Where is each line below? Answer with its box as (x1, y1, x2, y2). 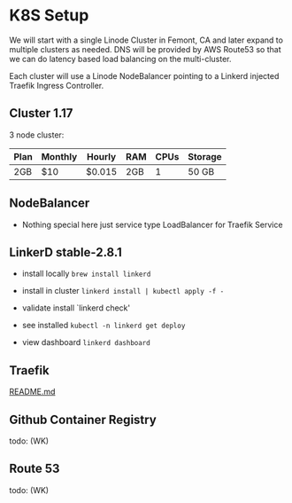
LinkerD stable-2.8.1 (9, 245, 122, 260)
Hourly (87, 150, 117, 162)
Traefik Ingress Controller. (9, 80, 104, 90)
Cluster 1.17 (9, 106, 73, 121)
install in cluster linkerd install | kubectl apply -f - (21, 286, 225, 296)
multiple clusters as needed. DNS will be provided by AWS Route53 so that (9, 43, 281, 54)
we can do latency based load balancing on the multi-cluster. (9, 53, 232, 64)
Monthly (41, 150, 78, 162)
